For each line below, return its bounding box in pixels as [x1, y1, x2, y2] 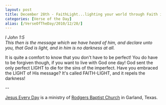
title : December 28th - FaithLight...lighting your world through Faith [5, 12, 158, 17]
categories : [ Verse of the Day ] [5, 16, 72, 21]
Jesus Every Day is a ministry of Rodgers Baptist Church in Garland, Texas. [5, 95, 158, 101]
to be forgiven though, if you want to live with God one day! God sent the [5, 60, 153, 66]
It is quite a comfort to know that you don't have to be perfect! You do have [5, 55, 158, 61]
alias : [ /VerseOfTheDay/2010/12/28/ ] [5, 21, 83, 26]
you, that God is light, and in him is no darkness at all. [5, 45, 115, 51]
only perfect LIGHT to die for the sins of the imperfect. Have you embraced [5, 65, 158, 71]
